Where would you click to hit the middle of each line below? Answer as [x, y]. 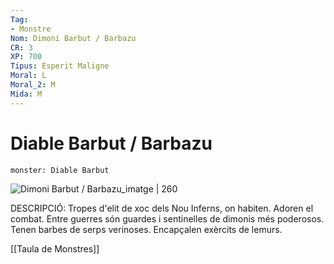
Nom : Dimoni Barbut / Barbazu [73, 38]
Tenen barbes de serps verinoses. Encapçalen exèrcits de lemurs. [146, 229]
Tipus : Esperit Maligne [60, 66]
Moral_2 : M [33, 85]
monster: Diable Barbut [60, 170]
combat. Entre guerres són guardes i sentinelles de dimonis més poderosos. [167, 218]
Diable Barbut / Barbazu [111, 143]
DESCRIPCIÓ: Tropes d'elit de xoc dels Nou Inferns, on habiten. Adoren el [162, 208]
